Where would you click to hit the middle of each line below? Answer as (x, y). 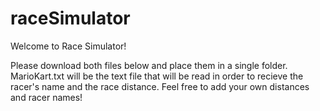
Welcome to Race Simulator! (68, 46)
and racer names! (46, 97)
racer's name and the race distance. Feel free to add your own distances (160, 86)
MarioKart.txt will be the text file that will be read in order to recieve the (157, 76)
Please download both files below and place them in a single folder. (149, 65)
